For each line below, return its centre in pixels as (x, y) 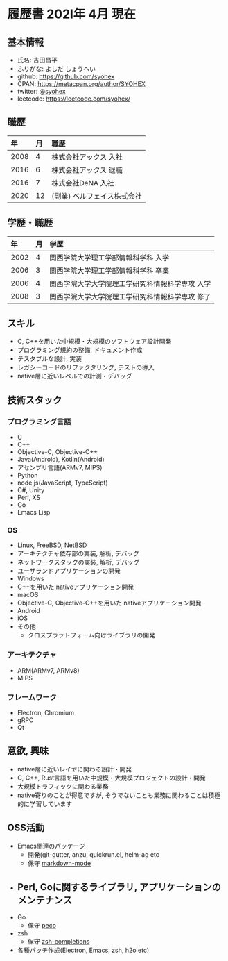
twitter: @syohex (41, 91)
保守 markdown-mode (59, 863)
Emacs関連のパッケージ (51, 846)
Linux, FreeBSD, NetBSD (52, 545)
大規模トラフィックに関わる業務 (63, 786)
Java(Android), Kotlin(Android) (61, 460)
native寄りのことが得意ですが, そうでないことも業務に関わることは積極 (119, 795)
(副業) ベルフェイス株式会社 (97, 196)
